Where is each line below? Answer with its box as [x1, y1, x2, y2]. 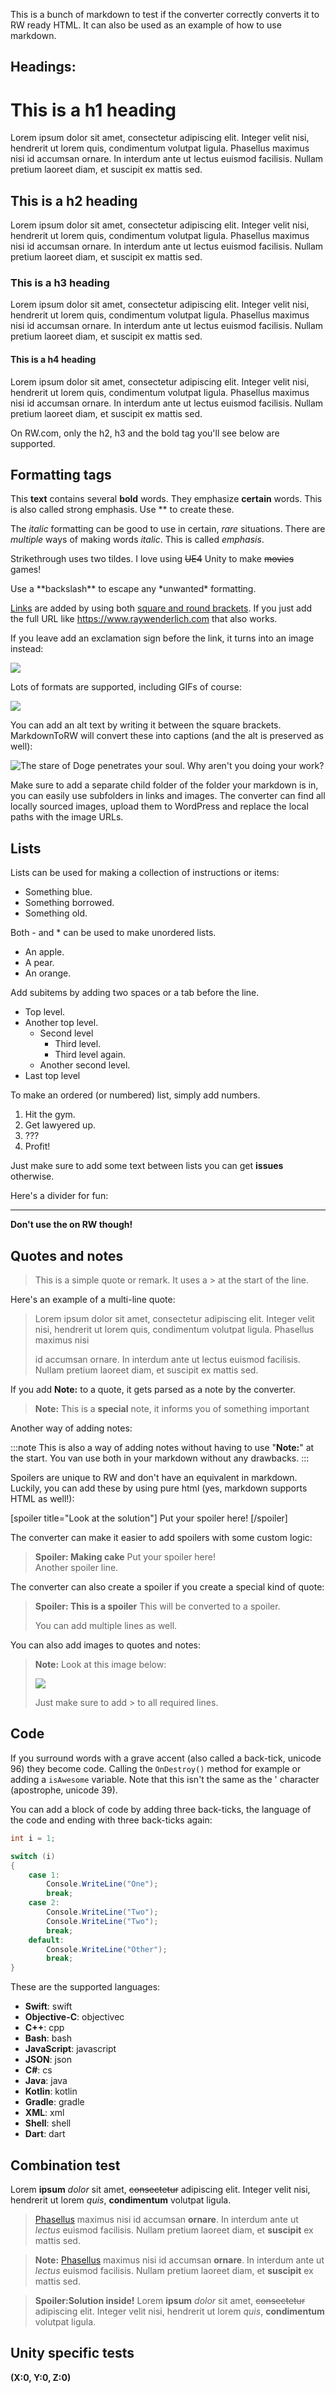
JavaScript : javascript [24, 2043, 117, 2055]
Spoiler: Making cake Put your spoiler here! [34, 1551, 216, 1563]
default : [28, 1935, 65, 1945]
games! [10, 564, 42, 576]
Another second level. [39, 1059, 131, 1071]
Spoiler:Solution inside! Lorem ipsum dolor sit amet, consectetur [34, 2294, 306, 2306]
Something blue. [24, 886, 93, 898]
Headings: [10, 59, 77, 76]
